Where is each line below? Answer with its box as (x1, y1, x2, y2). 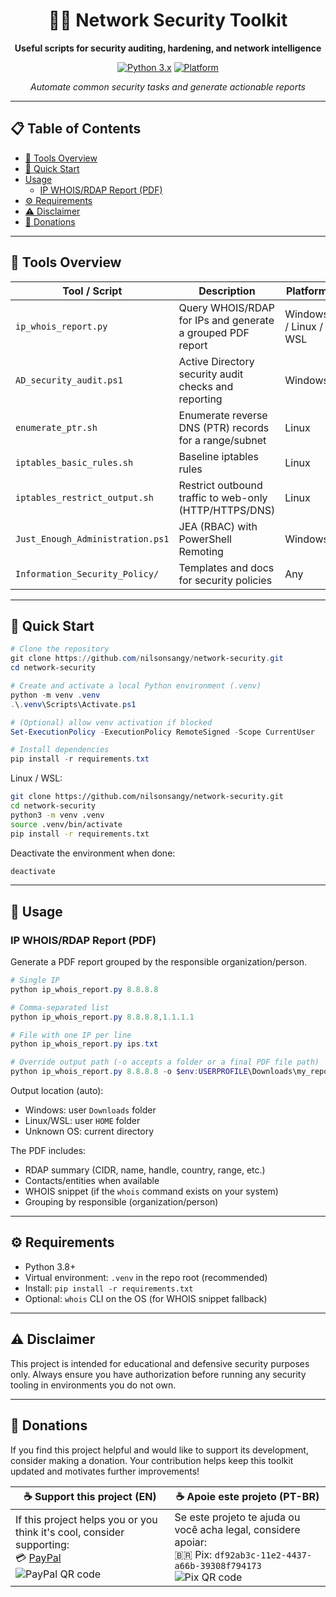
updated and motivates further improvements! (10, 1465, 200, 1477)
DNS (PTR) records (178, 420, 270, 434)
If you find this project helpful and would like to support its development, (10, 1444, 309, 1456)
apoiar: (174, 1535, 208, 1549)
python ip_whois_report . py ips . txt (10, 1039, 159, 1049)
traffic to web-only (178, 490, 268, 504)
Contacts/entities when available (24, 1175, 160, 1187)
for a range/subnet (178, 433, 267, 447)
